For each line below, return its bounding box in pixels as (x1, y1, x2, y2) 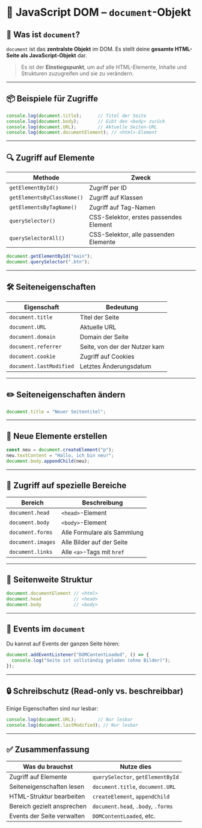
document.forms (9, 528, 53, 536)
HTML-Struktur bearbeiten (9, 792, 85, 800)
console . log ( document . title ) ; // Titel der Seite (6, 113, 147, 119)
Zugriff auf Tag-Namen (89, 203, 156, 212)
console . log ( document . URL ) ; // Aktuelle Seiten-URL (6, 124, 158, 130)
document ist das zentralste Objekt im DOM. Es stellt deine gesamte (6, 45, 174, 52)
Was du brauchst (23, 762, 73, 771)
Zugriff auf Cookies (79, 352, 135, 360)
